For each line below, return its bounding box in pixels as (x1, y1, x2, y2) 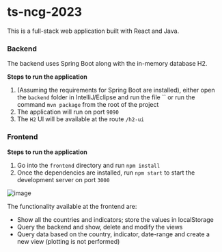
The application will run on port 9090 (16, 108, 120, 116)
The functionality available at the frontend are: (7, 202, 137, 210)
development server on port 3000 (16, 175, 110, 184)
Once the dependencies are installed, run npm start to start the (16, 168, 195, 177)
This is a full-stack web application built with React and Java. (7, 27, 180, 35)
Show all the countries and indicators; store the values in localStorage (16, 215, 214, 223)
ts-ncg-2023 (7, 4, 83, 20)
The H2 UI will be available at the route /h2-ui (16, 115, 145, 123)
